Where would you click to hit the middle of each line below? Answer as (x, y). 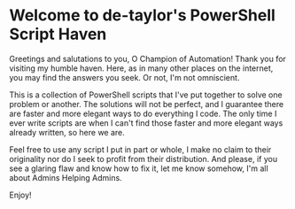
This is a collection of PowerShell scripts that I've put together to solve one (146, 95)
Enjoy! (21, 195)
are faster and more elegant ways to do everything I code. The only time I (143, 113)
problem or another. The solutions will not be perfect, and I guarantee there (147, 104)
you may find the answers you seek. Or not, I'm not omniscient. (124, 77)
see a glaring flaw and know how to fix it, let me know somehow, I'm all (139, 168)
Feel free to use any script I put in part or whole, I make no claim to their (140, 149)
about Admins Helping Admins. (66, 177)
